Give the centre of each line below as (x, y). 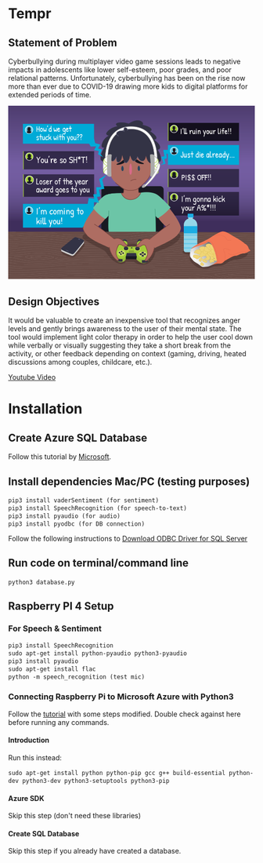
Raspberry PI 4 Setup (61, 606)
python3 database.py (42, 582)
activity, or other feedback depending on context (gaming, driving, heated (127, 354)
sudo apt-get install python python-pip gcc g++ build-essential (117, 773)
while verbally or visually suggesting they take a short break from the (119, 345)
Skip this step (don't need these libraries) (75, 816)
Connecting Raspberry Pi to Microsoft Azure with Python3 (121, 697)
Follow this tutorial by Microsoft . (60, 457)
